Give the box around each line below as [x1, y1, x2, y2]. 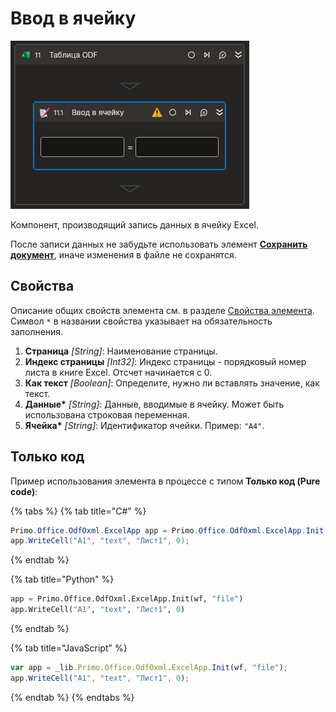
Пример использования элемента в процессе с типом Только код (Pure [10, 475, 321, 487]
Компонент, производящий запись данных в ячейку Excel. [10, 218, 259, 231]
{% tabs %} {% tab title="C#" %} [10, 505, 147, 517]
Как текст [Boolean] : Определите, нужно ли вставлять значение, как [24, 377, 320, 389]
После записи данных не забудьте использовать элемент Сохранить [10, 238, 308, 250]
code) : [10, 485, 38, 497]
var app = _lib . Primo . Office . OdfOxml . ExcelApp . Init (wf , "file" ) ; [10, 663, 289, 673]
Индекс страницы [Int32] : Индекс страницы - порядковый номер [24, 355, 307, 367]
